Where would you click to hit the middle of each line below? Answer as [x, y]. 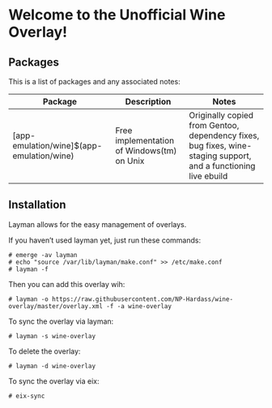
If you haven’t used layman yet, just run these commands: [104, 240]
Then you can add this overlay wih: [67, 284]
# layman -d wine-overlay [52, 366]
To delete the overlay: [45, 351]
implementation [145, 141]
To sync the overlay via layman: [61, 321]
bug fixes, [208, 146]
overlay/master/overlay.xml [56, 306]
